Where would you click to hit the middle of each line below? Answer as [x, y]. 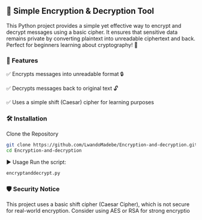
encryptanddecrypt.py [33, 173]
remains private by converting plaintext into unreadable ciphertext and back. [101, 38]
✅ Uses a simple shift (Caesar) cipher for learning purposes [80, 102]
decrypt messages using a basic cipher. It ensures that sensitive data [92, 32]
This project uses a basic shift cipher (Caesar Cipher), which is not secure [98, 204]
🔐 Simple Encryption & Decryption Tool [80, 11]
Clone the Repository [32, 134]
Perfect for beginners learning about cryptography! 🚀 [72, 45]
